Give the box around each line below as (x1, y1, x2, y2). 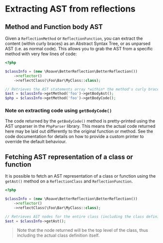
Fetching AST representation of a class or (5, 152, 133, 161)
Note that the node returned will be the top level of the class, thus (16, 228, 148, 233)
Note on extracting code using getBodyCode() (5, 107, 113, 114)
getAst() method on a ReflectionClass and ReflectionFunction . (5, 178, 133, 184)
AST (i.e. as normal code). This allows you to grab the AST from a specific (5, 46, 153, 51)
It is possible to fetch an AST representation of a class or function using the (5, 173, 156, 179)
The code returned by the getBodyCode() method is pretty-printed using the (5, 118, 155, 124)
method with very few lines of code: (5, 51, 77, 57)
